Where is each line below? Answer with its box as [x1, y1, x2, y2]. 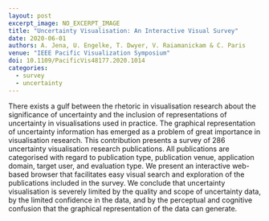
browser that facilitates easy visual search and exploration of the [31, 170, 245, 179]
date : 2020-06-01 [8, 34, 67, 43]
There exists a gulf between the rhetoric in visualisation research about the [8, 101, 257, 111]
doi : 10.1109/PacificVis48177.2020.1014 [8, 57, 146, 65]
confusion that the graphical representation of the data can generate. [8, 203, 238, 213]
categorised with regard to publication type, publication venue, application [8, 152, 255, 162]
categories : [8, 64, 48, 72]
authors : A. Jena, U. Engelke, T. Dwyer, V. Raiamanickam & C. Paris [8, 42, 247, 50]
